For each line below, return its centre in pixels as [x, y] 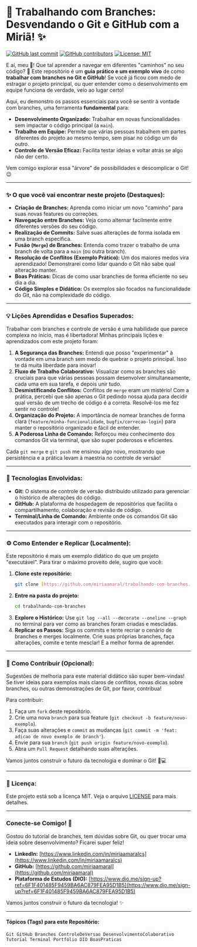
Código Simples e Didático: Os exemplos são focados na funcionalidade [102, 289]
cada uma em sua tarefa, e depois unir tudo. [68, 384]
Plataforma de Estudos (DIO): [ [52, 879]
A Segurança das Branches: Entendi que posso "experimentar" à [94, 353]
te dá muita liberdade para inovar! [55, 365]
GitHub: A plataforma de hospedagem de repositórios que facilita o [96, 503]
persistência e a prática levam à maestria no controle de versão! [84, 457]
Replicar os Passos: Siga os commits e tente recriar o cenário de [93, 630]
